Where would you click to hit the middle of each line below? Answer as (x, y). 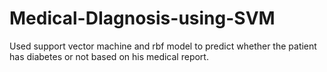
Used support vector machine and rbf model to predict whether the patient (163, 46)
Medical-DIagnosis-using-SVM (142, 18)
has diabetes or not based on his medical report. (109, 56)
